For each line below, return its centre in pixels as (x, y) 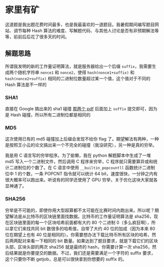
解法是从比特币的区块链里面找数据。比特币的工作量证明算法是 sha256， (81, 216)
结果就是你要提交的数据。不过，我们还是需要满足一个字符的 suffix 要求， (82, 253)
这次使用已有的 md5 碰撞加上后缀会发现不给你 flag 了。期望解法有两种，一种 (82, 139)
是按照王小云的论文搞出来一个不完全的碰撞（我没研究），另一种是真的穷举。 (81, 145)
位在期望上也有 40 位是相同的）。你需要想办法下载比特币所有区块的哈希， (79, 234)
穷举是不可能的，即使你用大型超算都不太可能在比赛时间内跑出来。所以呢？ (80, 210)
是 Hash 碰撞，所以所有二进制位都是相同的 (48, 115)
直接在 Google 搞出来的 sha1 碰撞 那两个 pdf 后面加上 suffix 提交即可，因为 (81, 109)
